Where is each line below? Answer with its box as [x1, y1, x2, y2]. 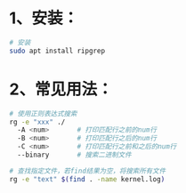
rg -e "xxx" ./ [9, 117, 66, 126]
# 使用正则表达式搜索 [9, 109, 77, 118]
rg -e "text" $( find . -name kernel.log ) [9, 174, 166, 183]
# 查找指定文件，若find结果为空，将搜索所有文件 [9, 166, 166, 175]
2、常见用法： [9, 79, 113, 99]
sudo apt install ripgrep [9, 46, 105, 55]
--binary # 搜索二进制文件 [17, 150, 132, 159]
